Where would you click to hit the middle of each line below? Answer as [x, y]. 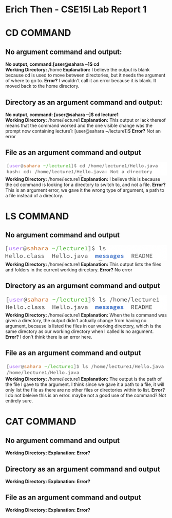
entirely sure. [19, 401]
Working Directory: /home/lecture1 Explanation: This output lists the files [83, 264]
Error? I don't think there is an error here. [49, 337]
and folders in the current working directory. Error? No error [69, 270]
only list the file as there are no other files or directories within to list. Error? [85, 390]
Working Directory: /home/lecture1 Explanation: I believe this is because [83, 179]
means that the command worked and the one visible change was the [79, 125]
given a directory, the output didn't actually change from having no [76, 320]
